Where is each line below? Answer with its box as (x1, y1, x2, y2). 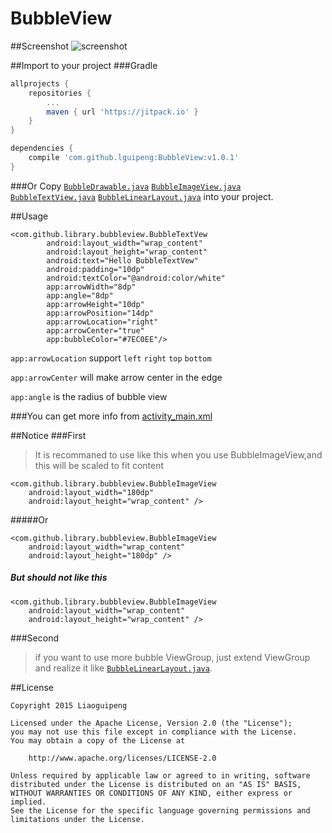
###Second (10, 632, 59, 644)
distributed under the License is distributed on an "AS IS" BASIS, (10, 779, 302, 789)
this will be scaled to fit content (34, 459, 165, 471)
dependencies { (10, 143, 74, 154)
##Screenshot (10, 40, 69, 52)
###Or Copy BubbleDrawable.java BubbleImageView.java (10, 180, 242, 192)
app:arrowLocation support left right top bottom (10, 352, 212, 364)
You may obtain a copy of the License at (10, 735, 186, 746)
